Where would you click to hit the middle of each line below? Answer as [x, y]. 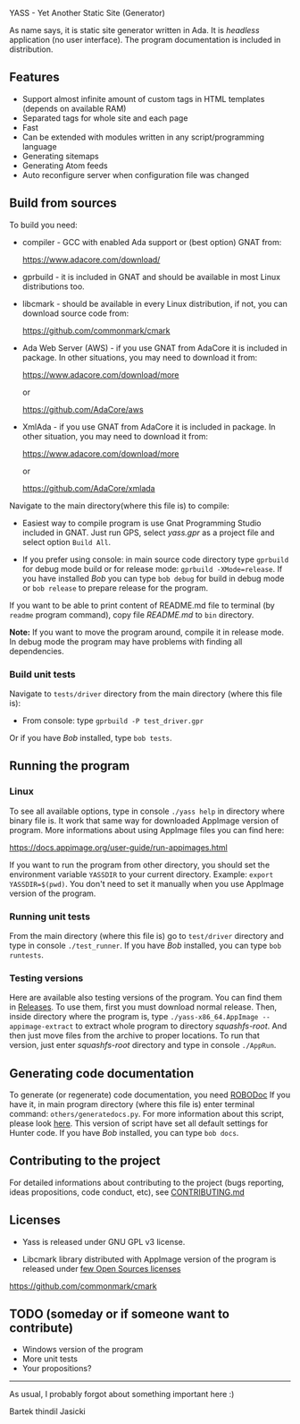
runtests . [27, 955]
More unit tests [50, 1359]
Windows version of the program [83, 1350]
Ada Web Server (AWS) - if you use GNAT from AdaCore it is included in [154, 347]
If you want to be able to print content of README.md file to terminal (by [142, 605]
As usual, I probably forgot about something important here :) [122, 1394]
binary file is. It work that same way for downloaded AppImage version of [144, 820]
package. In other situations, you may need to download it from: [140, 357]
